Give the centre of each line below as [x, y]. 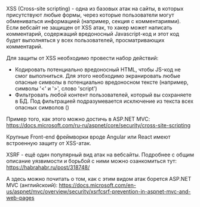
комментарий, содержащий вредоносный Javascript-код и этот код [93, 34]
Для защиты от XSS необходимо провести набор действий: [82, 58]
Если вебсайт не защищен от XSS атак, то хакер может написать [89, 27]
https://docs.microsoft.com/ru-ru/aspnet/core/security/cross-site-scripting [99, 125]
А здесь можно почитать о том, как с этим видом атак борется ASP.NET [99, 179]
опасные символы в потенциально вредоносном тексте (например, [102, 82]
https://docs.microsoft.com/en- [97, 185]
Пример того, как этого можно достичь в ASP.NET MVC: [78, 119]
